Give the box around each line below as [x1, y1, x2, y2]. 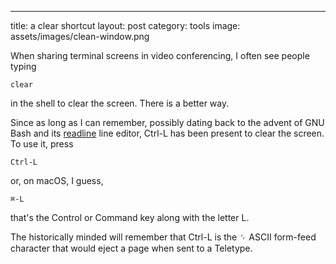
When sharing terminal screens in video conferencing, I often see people [10, 50, 310, 61]
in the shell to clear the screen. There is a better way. [10, 97, 230, 109]
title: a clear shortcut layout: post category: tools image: [10, 20, 241, 31]
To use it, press [10, 138, 74, 150]
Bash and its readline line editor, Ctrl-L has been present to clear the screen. [10, 127, 325, 139]
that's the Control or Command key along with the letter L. [10, 212, 250, 223]
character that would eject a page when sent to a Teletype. [10, 242, 253, 254]
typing [10, 61, 37, 72]
